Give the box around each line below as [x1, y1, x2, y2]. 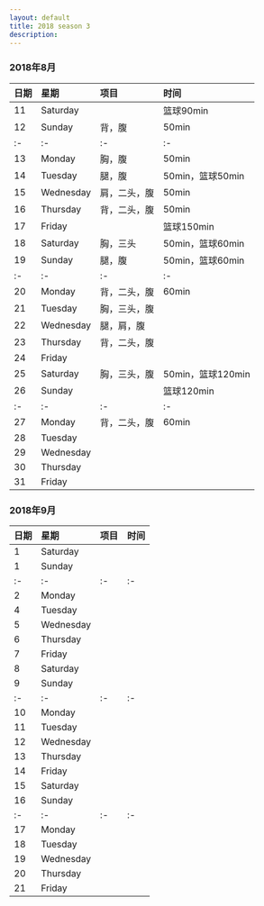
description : [9, 30, 59, 39]
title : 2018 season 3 [9, 22, 91, 31]
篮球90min [162, 104, 209, 117]
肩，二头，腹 [99, 186, 155, 199]
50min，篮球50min [162, 169, 245, 182]
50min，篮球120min [162, 367, 250, 380]
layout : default [9, 13, 70, 23]
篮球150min [162, 220, 214, 232]
